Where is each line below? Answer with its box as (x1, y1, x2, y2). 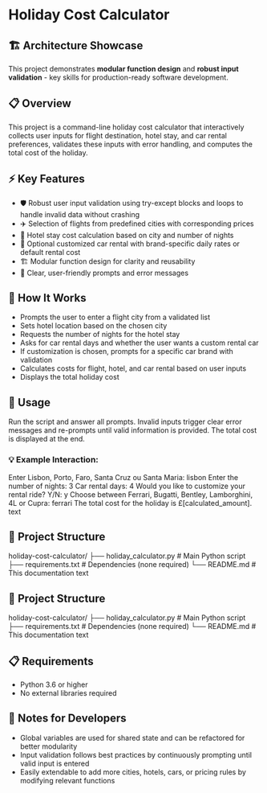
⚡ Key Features (8, 172, 86, 186)
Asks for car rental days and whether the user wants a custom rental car (19, 338, 259, 347)
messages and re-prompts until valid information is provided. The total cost (8, 425, 257, 435)
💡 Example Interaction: (8, 454, 99, 466)
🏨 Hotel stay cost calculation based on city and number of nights (19, 230, 234, 240)
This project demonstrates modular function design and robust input (8, 64, 239, 73)
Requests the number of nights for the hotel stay (19, 330, 180, 339)
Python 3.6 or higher (19, 680, 88, 689)
